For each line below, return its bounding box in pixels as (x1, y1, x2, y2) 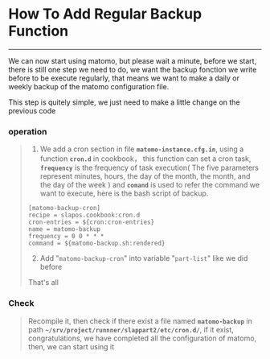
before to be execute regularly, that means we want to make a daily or (8, 73, 239, 83)
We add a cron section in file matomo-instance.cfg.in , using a (39, 144, 244, 154)
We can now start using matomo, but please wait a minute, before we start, (8, 56, 257, 65)
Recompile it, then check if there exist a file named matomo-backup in (27, 316, 253, 326)
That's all (27, 278, 59, 287)
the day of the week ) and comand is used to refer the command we (39, 180, 260, 190)
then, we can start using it (27, 341, 115, 351)
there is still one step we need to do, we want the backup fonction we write (8, 64, 257, 74)
